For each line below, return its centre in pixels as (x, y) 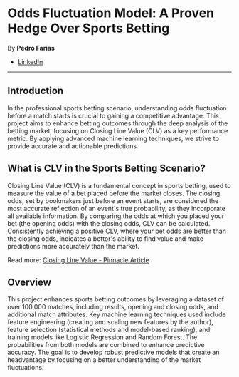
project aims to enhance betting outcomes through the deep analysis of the (118, 123)
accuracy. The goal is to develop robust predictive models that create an (113, 352)
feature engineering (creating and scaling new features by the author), (110, 322)
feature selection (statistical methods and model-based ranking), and (109, 330)
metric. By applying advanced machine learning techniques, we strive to (113, 138)
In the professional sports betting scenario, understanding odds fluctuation (117, 108)
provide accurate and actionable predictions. (73, 146)
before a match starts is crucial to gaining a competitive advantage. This (113, 115)
